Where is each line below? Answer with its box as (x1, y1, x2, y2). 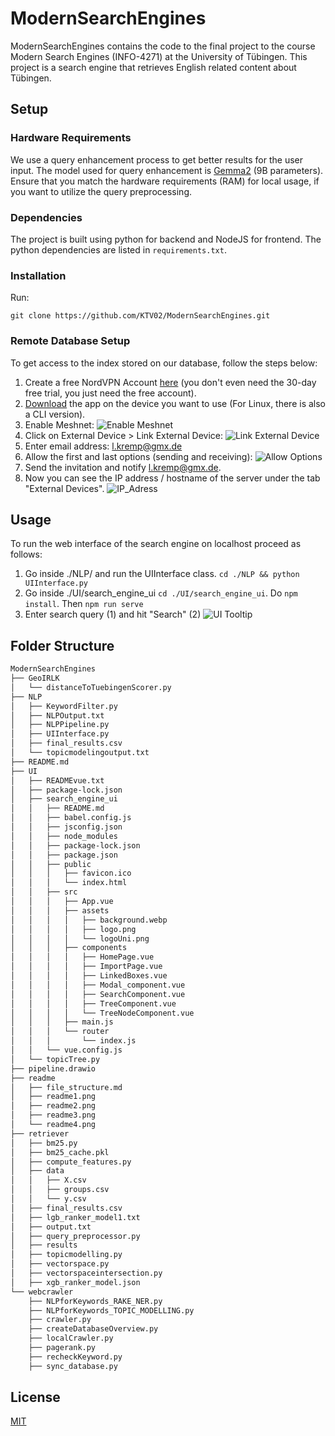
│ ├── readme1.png (10, 1092, 97, 1102)
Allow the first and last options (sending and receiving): (24, 450, 253, 462)
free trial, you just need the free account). (24, 387, 197, 399)
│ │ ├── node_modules (10, 831, 118, 841)
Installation (10, 268, 67, 282)
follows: (10, 548, 43, 561)
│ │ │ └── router (10, 1027, 110, 1037)
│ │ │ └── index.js (10, 1036, 137, 1046)
